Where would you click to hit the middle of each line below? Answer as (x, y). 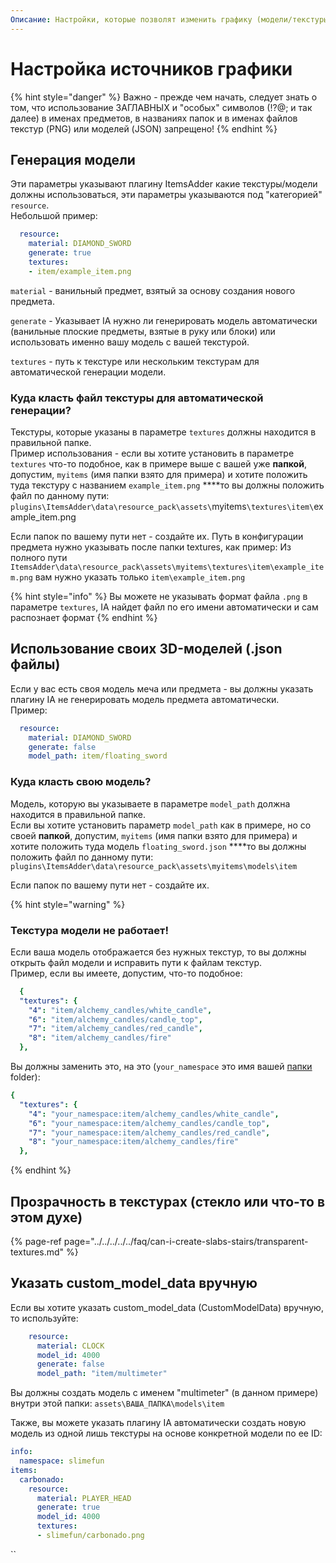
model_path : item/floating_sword (98, 756)
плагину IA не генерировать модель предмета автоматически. (145, 699)
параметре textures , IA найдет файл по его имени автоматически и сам (164, 607)
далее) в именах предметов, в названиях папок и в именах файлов (154, 118)
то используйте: (44, 1318)
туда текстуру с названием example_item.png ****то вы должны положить (167, 485)
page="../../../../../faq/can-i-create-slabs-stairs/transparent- (186, 1242)
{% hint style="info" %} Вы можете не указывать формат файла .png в (159, 597)
